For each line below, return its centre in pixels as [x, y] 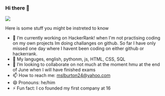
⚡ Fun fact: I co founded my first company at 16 [61, 88]
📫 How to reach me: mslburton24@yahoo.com [61, 75]
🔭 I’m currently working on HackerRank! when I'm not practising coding [86, 38]
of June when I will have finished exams [54, 70]
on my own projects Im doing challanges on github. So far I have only [84, 43]
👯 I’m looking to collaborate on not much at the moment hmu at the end [86, 64]
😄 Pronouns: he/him [34, 82]
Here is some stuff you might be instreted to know [57, 28]
